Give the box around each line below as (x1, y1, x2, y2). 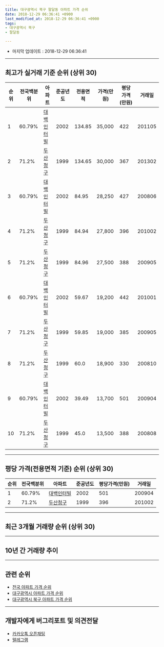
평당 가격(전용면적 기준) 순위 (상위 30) (5, 465, 114, 473)
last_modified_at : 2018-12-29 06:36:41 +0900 (5, 16, 99, 21)
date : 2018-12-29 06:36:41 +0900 (5, 12, 73, 17)
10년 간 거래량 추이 (5, 546, 59, 554)
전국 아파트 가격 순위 (12, 584, 52, 590)
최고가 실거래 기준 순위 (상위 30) (5, 69, 97, 77)
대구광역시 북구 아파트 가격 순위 (12, 597, 72, 602)
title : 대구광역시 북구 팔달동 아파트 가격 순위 (5, 7, 88, 12)
